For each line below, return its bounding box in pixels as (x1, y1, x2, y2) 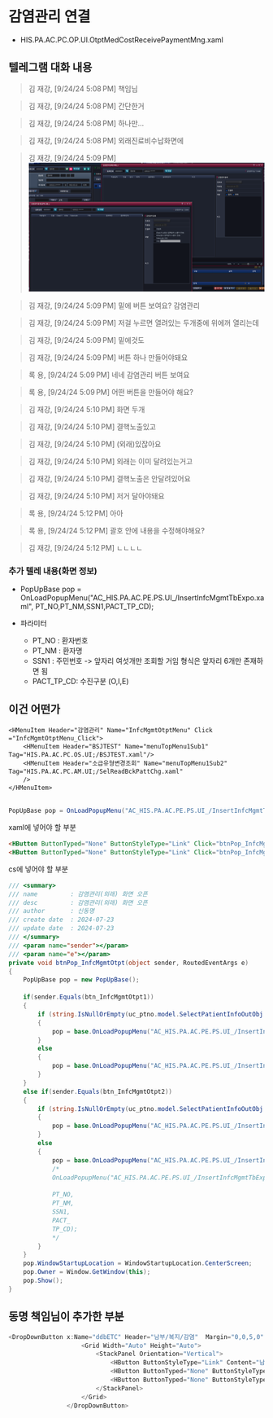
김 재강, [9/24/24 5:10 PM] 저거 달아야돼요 (28, 490, 165, 501)
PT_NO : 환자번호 (32, 636, 89, 645)
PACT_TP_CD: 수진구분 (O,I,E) (32, 677, 129, 686)
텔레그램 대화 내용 (8, 60, 93, 74)
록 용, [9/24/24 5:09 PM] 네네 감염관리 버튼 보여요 (28, 370, 190, 380)
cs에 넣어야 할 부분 (8, 864, 69, 874)
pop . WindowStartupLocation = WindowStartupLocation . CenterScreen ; (23, 1259, 253, 1267)
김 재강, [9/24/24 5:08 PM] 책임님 (28, 83, 138, 94)
